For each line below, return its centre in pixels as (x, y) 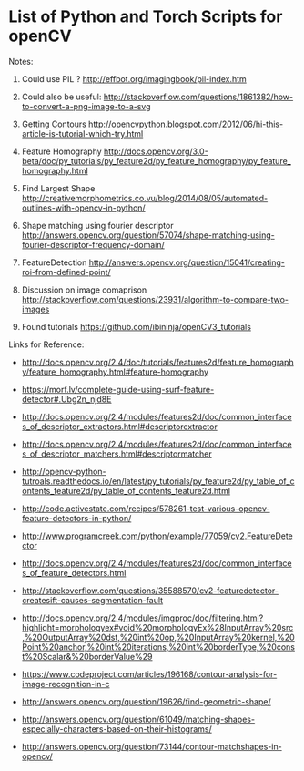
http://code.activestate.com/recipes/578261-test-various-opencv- (146, 509)
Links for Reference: (46, 344)
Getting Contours (54, 124)
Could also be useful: (61, 97)
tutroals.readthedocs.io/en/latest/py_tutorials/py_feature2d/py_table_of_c (158, 481)
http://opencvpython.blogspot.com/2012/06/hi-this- (186, 124)
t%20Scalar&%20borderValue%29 (87, 656)
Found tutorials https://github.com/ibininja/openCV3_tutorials (137, 326)
